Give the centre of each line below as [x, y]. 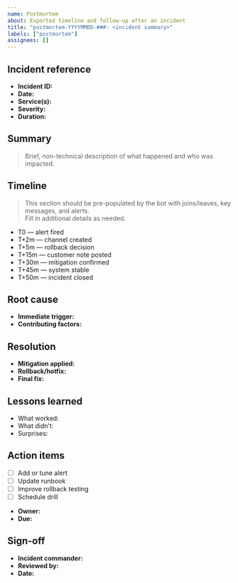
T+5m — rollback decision [56, 247]
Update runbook [42, 481]
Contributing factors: [49, 324]
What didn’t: [36, 426]
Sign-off [26, 541]
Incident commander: [50, 558]
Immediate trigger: [46, 316]
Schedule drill [38, 497]
